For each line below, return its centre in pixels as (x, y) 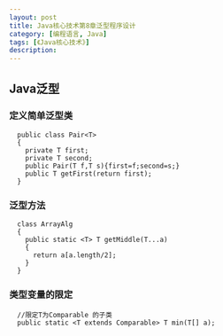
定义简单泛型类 (41, 116)
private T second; (59, 158)
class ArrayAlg (45, 224)
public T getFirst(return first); (88, 174)
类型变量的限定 (41, 295)
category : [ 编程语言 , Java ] (58, 34)
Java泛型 (35, 88)
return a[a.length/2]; (74, 255)
